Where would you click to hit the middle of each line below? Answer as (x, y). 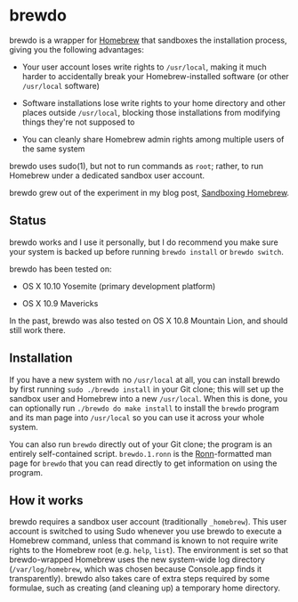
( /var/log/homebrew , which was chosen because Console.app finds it (136, 569)
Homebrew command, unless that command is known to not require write (144, 541)
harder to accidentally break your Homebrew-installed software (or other (155, 76)
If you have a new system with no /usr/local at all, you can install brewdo (145, 379)
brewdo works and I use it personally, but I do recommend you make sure (144, 242)
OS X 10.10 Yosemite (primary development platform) (119, 286)
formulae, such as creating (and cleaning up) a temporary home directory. (145, 588)
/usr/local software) (61, 85)
